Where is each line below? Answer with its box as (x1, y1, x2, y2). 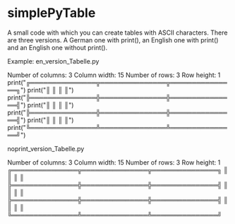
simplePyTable (7, 5, 96, 21)
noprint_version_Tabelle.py (7, 144, 85, 153)
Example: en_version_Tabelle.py (7, 57, 100, 65)
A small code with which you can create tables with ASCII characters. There (7, 28, 228, 37)
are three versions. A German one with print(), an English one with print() (7, 35, 219, 44)
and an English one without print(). (7, 43, 108, 52)
